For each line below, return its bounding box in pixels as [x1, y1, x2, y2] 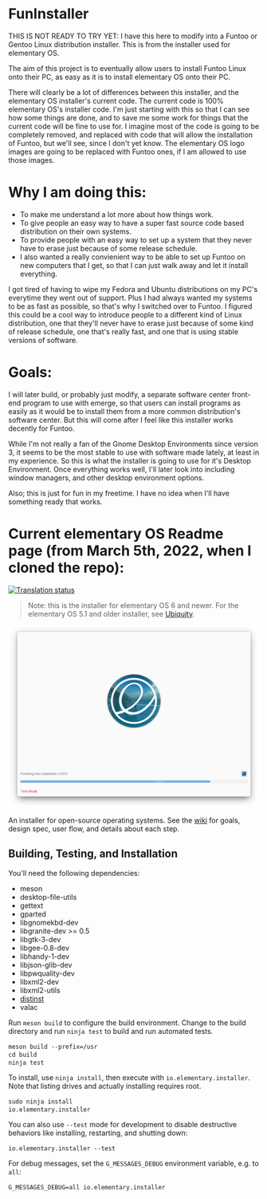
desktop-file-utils [19, 892, 77, 901]
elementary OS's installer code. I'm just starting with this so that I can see [8, 105, 249, 114]
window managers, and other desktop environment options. [8, 472, 205, 483]
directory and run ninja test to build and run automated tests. [8, 1026, 214, 1035]
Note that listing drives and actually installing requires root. [8, 1081, 202, 1091]
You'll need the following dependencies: [8, 868, 140, 878]
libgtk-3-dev [19, 934, 61, 944]
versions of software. [8, 335, 78, 345]
